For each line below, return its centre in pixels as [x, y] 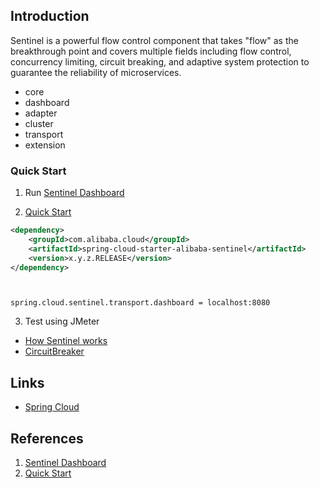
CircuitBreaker [54, 351]
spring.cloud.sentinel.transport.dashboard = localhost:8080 [140, 303]
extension [45, 145]
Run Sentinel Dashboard [74, 193]
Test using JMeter [62, 321]
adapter [41, 113]
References [47, 438]
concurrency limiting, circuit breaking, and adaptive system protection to [160, 61]
